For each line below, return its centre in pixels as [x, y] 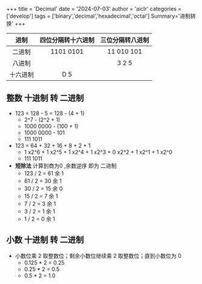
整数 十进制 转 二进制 [45, 98]
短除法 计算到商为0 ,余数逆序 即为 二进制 [66, 165]
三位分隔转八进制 [125, 40]
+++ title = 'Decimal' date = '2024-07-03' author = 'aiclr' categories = [94, 9]
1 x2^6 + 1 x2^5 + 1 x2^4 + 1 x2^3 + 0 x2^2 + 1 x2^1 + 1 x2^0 [98, 152]
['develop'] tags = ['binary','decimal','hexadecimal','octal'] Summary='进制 [99, 16]
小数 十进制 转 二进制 [45, 240]
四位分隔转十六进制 [67, 40]
